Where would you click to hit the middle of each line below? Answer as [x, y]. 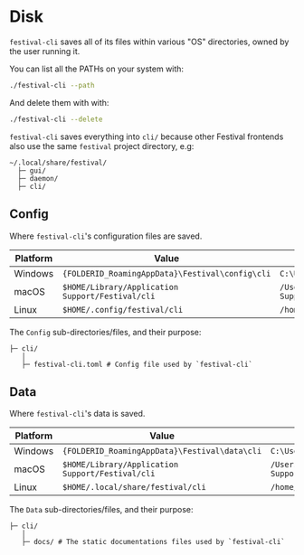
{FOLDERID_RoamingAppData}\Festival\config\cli [166, 273]
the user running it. [45, 51]
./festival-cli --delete [56, 119]
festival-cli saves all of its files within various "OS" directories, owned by [149, 42]
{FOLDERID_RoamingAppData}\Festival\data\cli [162, 451]
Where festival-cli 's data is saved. [77, 414]
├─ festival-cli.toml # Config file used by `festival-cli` [137, 364]
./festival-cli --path [52, 85]
